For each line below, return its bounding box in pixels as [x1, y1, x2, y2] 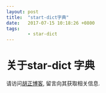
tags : [6, 25, 20, 32]
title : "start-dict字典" [6, 14, 69, 20]
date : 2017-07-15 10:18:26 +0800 [6, 20, 95, 26]
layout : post [6, 8, 39, 15]
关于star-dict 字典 [6, 59, 95, 73]
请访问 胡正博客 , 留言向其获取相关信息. [6, 80, 101, 87]
